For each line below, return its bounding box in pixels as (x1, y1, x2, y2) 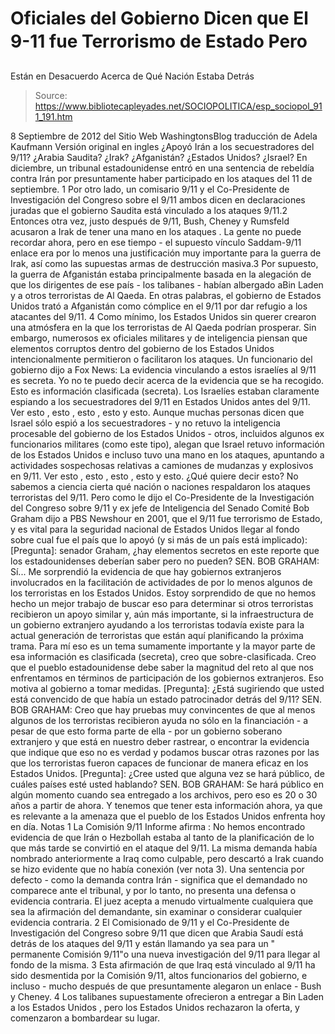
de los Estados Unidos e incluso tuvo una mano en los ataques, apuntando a (10, 448, 325, 461)
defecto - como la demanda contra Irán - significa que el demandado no (10, 873, 308, 886)
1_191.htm (34, 110, 73, 122)
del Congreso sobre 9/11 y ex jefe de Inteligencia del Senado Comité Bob (10, 502, 310, 514)
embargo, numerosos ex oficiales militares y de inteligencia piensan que (10, 332, 308, 344)
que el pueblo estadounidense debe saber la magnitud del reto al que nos (10, 661, 314, 673)
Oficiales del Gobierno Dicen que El (10, 7, 309, 30)
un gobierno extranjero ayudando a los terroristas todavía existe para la (10, 618, 305, 631)
